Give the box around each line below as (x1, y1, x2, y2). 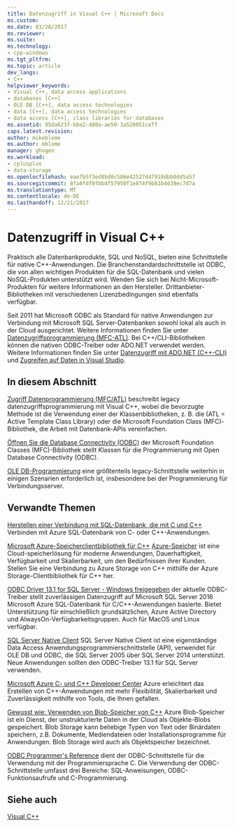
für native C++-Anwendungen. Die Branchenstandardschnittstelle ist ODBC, (7, 260, 226, 269)
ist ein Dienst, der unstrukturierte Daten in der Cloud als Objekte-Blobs (7, 715, 211, 723)
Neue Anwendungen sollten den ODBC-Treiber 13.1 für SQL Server (7, 658, 198, 666)
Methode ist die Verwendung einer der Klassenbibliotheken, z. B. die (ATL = (7, 410, 226, 418)
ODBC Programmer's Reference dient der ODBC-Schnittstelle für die (7, 751, 205, 760)
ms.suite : (7, 36, 36, 43)
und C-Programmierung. (57, 773, 129, 782)
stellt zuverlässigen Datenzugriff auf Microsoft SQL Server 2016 (29, 592, 213, 600)
